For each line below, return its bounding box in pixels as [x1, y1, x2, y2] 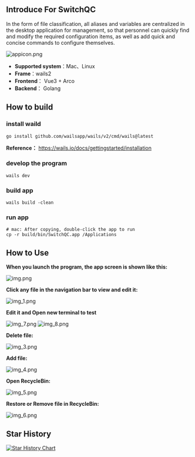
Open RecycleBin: [6, 377, 51, 385]
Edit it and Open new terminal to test [6, 309, 97, 316]
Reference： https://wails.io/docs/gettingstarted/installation [6, 144, 152, 151]
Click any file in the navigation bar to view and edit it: [6, 286, 138, 293]
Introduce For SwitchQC [6, 5, 96, 15]
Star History [6, 429, 52, 439]
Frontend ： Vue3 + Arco [14, 77, 75, 84]
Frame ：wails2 [14, 70, 52, 77]
